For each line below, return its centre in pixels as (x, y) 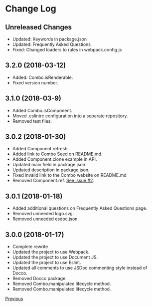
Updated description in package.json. (51, 170)
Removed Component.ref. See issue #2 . (53, 181)
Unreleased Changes (39, 27)
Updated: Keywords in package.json (50, 39)
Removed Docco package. (40, 279)
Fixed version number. (35, 82)
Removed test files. (32, 121)
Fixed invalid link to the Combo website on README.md (70, 175)
